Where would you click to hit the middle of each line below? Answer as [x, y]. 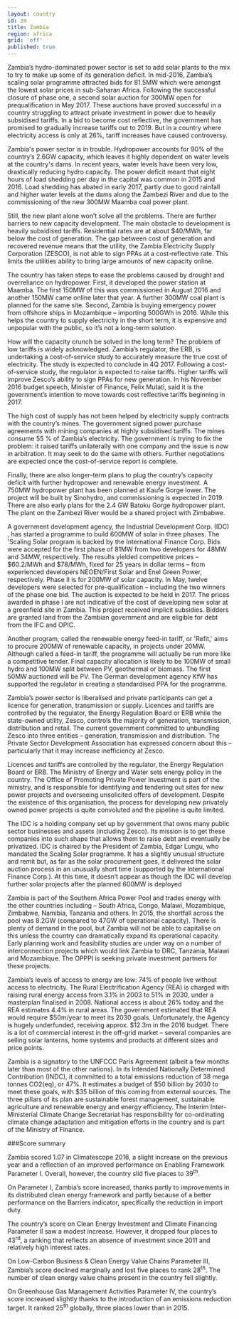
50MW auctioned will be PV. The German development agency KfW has [113, 676]
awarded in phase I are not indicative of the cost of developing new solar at [118, 602]
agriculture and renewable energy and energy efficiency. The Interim [108, 1107]
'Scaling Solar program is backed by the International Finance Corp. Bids [114, 542]
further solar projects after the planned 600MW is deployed [95, 884]
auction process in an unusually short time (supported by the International [116, 869]
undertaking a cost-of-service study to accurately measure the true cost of [117, 357]
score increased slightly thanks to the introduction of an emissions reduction [119, 1298]
